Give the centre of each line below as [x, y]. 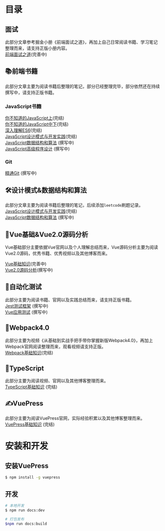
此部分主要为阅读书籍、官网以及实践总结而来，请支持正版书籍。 [69, 300]
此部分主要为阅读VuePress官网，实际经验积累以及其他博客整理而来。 [75, 418]
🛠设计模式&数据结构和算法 [46, 190]
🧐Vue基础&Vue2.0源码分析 [47, 234]
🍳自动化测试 [23, 287]
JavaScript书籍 [23, 106]
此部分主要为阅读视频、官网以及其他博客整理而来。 [57, 381]
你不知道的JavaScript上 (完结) [35, 118]
